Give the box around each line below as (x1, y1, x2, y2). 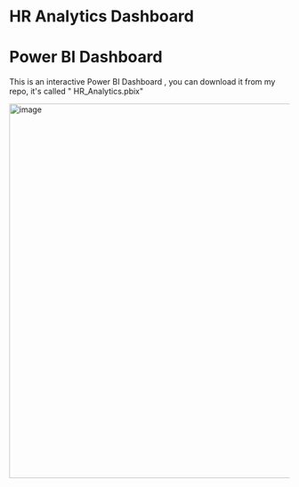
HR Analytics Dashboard (9, 6, 194, 27)
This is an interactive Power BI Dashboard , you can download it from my (9, 77, 276, 87)
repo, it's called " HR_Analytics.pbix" (9, 86, 144, 97)
